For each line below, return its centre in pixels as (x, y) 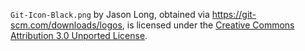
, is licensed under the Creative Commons (208, 25)
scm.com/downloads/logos (66, 25)
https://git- (234, 14)
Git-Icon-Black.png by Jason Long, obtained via (110, 14)
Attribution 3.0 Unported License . (79, 35)
